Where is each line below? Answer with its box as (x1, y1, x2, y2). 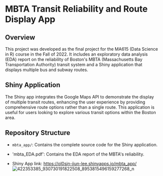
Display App (5, 14, 56, 25)
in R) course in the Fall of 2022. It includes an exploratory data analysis (5, 51, 148, 57)
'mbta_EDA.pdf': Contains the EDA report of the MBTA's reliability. (12, 151, 144, 157)
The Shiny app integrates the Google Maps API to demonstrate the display (5, 94, 154, 99)
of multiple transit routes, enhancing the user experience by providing (5, 99, 145, 105)
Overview (5, 33, 36, 41)
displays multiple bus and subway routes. (5, 67, 88, 73)
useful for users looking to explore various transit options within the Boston (5, 109, 156, 115)
